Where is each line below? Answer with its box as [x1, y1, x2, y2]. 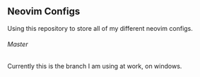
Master [7, 40, 28, 48]
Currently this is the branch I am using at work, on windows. [7, 62, 182, 71]
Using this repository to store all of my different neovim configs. [7, 24, 193, 32]
